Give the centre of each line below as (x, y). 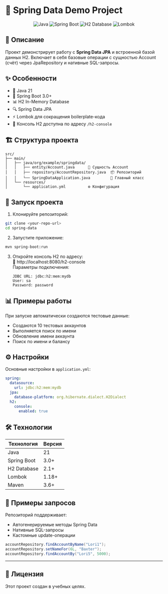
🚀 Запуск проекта (34, 202)
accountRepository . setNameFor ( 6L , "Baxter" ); (53, 549)
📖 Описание (25, 40)
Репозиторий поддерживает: (36, 515)
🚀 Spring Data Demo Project (64, 10)
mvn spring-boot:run (27, 247)
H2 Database (23, 469)
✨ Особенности (31, 79)
